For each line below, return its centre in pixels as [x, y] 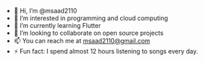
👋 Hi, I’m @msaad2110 [46, 11]
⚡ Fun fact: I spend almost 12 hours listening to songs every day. [106, 51]
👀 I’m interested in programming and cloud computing [91, 18]
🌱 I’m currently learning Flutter [57, 25]
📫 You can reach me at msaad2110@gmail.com [82, 41]
